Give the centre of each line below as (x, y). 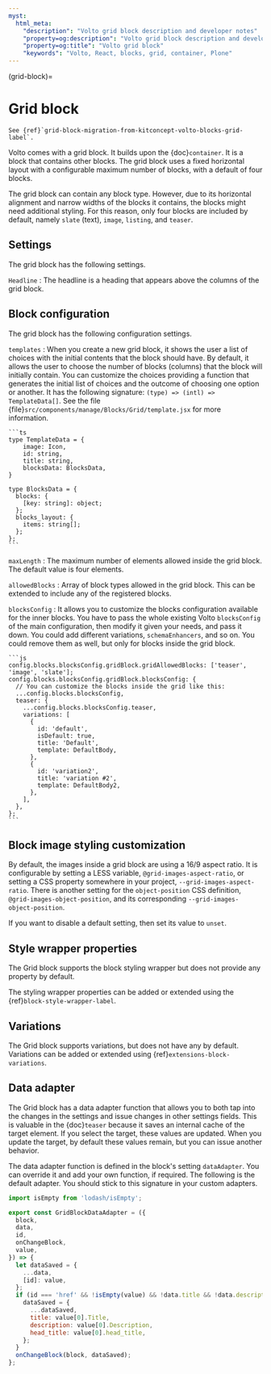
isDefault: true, (66, 735)
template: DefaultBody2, (79, 785)
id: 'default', (63, 729)
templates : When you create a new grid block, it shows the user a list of (128, 349)
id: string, (43, 454)
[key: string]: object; (63, 503)
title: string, (48, 461)
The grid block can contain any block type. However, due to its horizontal (130, 194)
